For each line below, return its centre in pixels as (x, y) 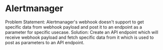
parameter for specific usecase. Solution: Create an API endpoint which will (82, 32)
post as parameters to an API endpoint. (45, 42)
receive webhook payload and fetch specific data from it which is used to (80, 37)
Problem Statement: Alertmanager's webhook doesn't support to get (75, 22)
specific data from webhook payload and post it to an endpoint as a (74, 27)
